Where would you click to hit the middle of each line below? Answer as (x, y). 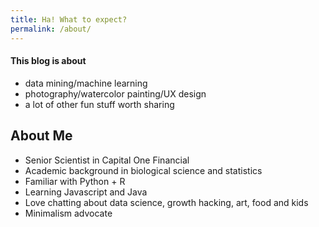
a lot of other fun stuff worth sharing (99, 104)
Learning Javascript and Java (86, 192)
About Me (41, 136)
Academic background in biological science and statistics (143, 170)
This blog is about (48, 61)
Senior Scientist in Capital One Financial (107, 160)
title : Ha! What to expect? (69, 19)
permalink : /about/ (51, 29)
